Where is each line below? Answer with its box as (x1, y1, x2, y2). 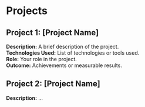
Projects (6, 4, 48, 18)
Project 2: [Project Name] (6, 79, 101, 89)
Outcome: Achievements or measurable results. (6, 62, 122, 69)
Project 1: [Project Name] (6, 28, 99, 38)
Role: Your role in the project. (6, 56, 77, 62)
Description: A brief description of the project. (6, 43, 119, 50)
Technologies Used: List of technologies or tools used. (6, 49, 140, 56)
